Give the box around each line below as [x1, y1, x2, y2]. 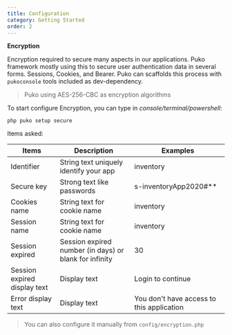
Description [74, 146, 114, 155]
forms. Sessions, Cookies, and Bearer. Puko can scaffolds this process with [7, 70, 222, 78]
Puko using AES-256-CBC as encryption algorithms [23, 90, 171, 99]
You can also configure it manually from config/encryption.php [23, 320, 204, 329]
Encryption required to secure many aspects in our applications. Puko [7, 55, 206, 64]
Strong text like [59, 178, 109, 187]
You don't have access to [134, 294, 216, 304]
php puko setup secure [7, 117, 72, 124]
